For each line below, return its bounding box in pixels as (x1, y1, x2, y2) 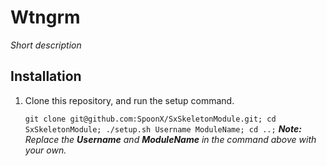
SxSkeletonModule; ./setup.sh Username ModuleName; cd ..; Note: (24, 122, 302, 135)
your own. (24, 144, 67, 156)
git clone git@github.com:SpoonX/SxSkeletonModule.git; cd (24, 114, 277, 124)
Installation (10, 68, 82, 85)
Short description (10, 39, 82, 51)
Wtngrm (10, 6, 81, 29)
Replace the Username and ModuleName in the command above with (24, 133, 317, 145)
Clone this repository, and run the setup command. (24, 94, 235, 106)
